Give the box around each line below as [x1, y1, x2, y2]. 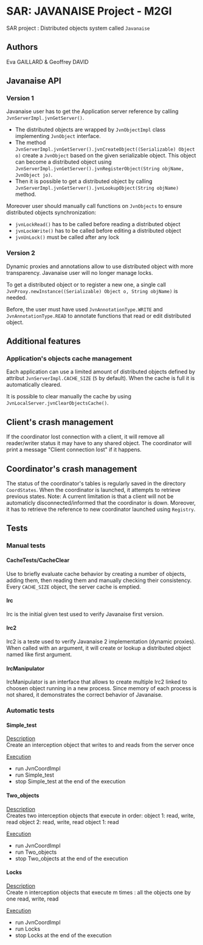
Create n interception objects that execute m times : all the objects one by [6, 888, 191, 896]
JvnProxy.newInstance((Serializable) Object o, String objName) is [6, 287, 178, 294]
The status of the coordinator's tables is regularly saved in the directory [6, 480, 186, 487]
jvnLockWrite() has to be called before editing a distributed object [15, 227, 181, 235]
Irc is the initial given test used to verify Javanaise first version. [6, 610, 164, 618]
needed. [6, 294, 27, 301]
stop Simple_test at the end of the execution [15, 778, 126, 785]
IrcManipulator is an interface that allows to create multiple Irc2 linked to [6, 678, 187, 685]
